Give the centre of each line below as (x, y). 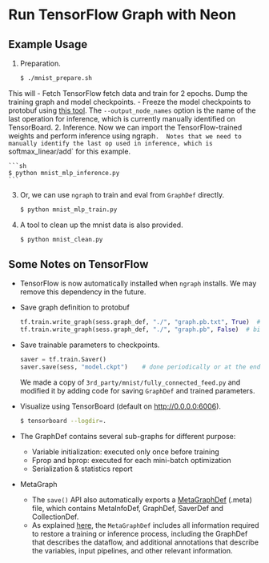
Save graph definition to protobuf (74, 307)
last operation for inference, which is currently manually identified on (122, 118)
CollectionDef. (55, 517)
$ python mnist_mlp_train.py (68, 210)
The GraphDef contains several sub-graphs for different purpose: (128, 436)
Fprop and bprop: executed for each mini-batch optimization (132, 460)
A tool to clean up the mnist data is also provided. (101, 225)
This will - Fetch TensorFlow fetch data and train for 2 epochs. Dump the (128, 93)
